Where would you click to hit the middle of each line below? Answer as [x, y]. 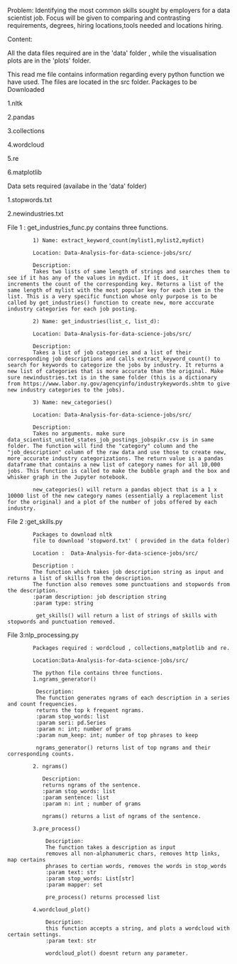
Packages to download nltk [73, 535]
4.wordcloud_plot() [62, 910]
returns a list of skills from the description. [81, 578]
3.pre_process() [57, 829]
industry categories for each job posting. [73, 309]
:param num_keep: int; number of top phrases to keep [117, 735]
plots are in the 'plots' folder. [49, 61]
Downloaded [26, 89]
